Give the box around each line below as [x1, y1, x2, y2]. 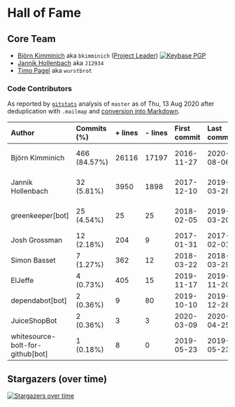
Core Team [7, 33, 56, 45]
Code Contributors [7, 83, 72, 93]
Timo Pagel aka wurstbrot [17, 67, 92, 74]
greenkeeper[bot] [10, 211, 70, 221]
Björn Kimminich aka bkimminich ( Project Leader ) [17, 51, 159, 60]
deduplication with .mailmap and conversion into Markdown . [7, 107, 180, 116]
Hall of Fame [7, 5, 82, 21]
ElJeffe [10, 275, 34, 285]
